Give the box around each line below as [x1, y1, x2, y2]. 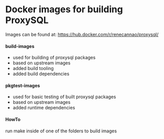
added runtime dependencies [12, 105, 75, 111]
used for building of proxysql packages [12, 55, 96, 61]
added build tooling [12, 65, 54, 72]
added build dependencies [12, 71, 70, 77]
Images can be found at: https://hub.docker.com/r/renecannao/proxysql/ [5, 31, 159, 37]
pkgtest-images [5, 82, 40, 88]
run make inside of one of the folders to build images [5, 128, 117, 134]
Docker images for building [5, 4, 123, 15]
